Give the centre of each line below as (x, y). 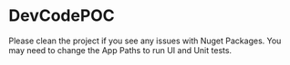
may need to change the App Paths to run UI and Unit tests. (120, 50)
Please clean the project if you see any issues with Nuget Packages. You (145, 41)
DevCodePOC (62, 16)
